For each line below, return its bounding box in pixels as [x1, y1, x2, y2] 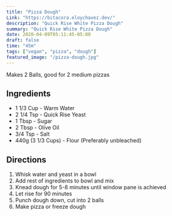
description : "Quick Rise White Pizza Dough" [6, 20, 123, 26]
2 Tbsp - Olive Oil [15, 124, 60, 131]
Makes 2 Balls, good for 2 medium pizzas [6, 71, 110, 78]
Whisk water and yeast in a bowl [15, 171, 97, 178]
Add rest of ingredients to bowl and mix [15, 177, 114, 184]
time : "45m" [6, 43, 36, 49]
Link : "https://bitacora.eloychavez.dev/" [6, 15, 115, 21]
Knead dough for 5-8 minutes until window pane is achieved [15, 184, 167, 191]
